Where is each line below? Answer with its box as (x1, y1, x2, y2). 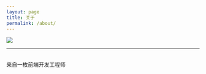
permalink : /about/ (6, 20, 56, 26)
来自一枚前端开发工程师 (6, 61, 66, 69)
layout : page (6, 8, 40, 15)
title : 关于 (6, 15, 35, 21)
